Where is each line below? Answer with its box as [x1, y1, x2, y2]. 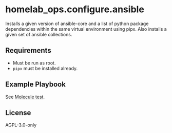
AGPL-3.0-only [5, 122, 37, 128]
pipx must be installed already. [12, 65, 78, 71]
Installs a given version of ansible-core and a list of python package [5, 20, 149, 27]
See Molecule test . [5, 94, 45, 100]
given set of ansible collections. [5, 31, 72, 37]
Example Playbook [5, 80, 66, 89]
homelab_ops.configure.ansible [5, 4, 145, 15]
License [5, 108, 31, 117]
